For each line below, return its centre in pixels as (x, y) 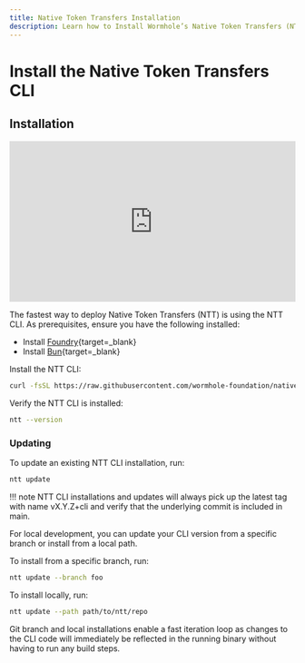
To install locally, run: (49, 595)
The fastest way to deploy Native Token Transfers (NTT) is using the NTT (147, 315)
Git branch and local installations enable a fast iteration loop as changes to (149, 628)
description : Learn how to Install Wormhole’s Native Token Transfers (146, 26)
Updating (30, 443)
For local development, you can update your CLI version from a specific (143, 533)
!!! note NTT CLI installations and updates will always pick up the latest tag (148, 497)
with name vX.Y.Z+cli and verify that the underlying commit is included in (146, 506)
